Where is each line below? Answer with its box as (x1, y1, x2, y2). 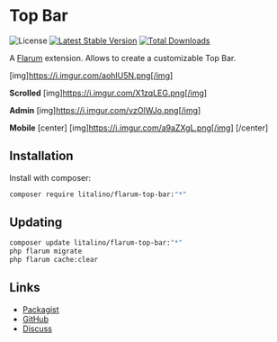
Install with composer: (9, 172, 92, 183)
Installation (9, 148, 74, 164)
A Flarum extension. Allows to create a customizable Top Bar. (9, 52, 237, 63)
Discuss (22, 323, 52, 334)
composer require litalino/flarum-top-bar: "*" (9, 190, 187, 199)
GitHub (22, 313, 49, 324)
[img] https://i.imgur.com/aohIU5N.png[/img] (9, 69, 174, 81)
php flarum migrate (9, 247, 83, 256)
